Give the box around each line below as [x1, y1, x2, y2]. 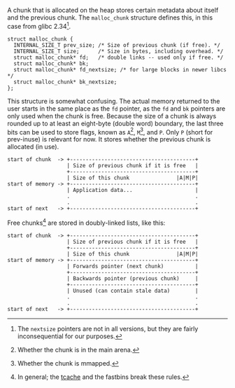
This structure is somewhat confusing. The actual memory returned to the [7, 97, 220, 105]
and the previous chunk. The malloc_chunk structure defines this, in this [7, 13, 213, 22]
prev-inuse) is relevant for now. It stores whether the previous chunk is [7, 135, 211, 144]
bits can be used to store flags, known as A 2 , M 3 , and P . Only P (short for [7, 126, 213, 136]
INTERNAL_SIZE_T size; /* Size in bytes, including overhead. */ [13, 48, 224, 55]
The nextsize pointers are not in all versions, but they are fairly [17, 324, 199, 333]
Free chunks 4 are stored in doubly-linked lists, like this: [7, 217, 166, 227]
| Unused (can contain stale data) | [66, 287, 199, 294]
